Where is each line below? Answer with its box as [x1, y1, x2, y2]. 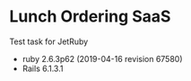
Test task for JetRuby [9, 36, 89, 47]
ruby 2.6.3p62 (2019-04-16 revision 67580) [22, 53, 183, 64]
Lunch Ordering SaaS [9, 6, 171, 27]
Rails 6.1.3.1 [22, 63, 64, 74]
